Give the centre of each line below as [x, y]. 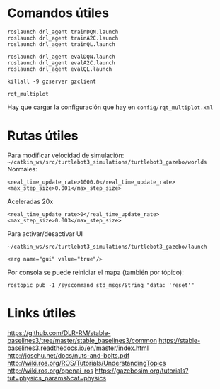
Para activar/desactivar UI [45, 233]
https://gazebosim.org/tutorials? [142, 371]
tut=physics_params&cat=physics [57, 378]
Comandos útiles [58, 13]
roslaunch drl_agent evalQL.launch [60, 69]
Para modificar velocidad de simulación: [66, 155]
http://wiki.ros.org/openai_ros [51, 371]
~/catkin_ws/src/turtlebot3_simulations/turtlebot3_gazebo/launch [107, 247]
